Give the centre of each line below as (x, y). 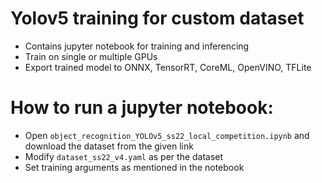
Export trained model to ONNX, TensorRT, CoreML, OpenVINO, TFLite (168, 67)
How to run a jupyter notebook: (142, 108)
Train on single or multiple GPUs (91, 56)
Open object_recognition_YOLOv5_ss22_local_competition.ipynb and (167, 135)
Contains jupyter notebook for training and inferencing (137, 46)
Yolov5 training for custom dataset (157, 18)
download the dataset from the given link (109, 146)
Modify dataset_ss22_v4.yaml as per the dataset (124, 156)
